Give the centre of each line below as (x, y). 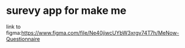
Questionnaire (23, 39)
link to (14, 27)
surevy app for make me (66, 11)
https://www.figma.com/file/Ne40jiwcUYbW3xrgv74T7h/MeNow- (100, 32)
